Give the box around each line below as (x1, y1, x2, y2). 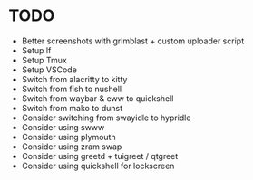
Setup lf (21, 44, 52, 55)
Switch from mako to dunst (21, 102, 123, 113)
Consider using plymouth (21, 131, 116, 142)
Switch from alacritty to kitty (21, 73, 128, 84)
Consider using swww (21, 121, 105, 132)
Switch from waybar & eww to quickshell (21, 92, 174, 104)
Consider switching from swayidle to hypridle (21, 112, 191, 123)
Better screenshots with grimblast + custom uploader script (21, 35, 245, 46)
